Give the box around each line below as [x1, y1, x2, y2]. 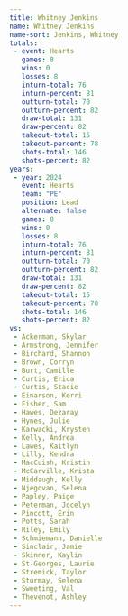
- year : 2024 [13, 173, 63, 182]
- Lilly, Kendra [13, 450, 75, 459]
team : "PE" [21, 190, 63, 199]
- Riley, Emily [13, 526, 70, 535]
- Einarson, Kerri [13, 391, 83, 400]
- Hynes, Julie [13, 416, 70, 425]
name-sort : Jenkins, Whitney [9, 30, 119, 39]
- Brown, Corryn [13, 358, 75, 367]
